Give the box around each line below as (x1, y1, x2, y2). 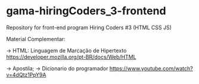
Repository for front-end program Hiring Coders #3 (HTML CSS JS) (6, 24, 172, 31)
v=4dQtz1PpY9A (6, 71, 46, 78)
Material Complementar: (6, 35, 66, 42)
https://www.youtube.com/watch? (109, 64, 194, 72)
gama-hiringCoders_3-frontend (6, 4, 166, 18)
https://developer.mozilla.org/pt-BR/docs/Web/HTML (6, 53, 136, 60)
